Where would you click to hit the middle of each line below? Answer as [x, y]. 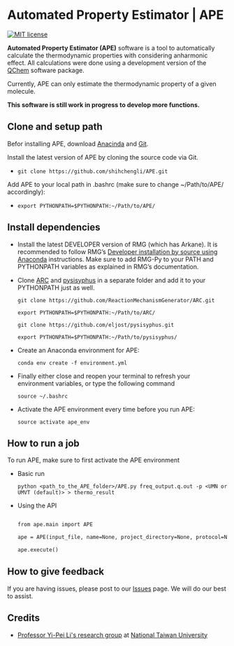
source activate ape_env [53, 422]
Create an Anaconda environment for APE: [78, 350]
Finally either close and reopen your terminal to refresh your [104, 376]
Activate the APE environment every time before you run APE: [106, 409]
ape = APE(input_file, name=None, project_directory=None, [105, 538]
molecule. [22, 91]
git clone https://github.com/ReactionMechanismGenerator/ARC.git [116, 300]
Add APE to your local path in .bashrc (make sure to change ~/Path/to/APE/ [116, 184]
